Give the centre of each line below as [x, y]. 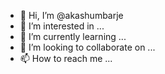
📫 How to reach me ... [66, 58]
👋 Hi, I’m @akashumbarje [71, 15]
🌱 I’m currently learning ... [73, 36]
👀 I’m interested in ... [62, 26]
